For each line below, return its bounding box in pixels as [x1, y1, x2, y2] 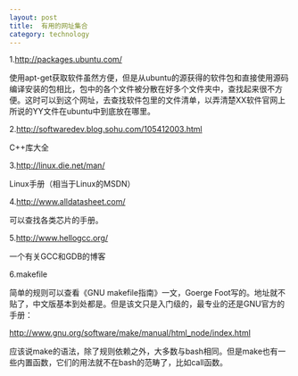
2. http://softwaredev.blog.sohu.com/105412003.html [9, 124, 203, 135]
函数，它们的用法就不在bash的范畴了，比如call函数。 [32, 357, 228, 368]
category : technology [9, 29, 90, 38]
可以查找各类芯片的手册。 [9, 215, 103, 226]
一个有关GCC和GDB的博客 [9, 251, 106, 262]
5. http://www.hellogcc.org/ [9, 233, 109, 244]
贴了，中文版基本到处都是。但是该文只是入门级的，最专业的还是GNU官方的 [9, 298, 286, 309]
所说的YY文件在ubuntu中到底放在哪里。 [9, 106, 156, 117]
